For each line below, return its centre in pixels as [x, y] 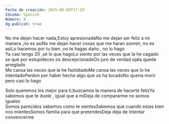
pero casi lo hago [23, 81]
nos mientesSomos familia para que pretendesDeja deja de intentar [75, 112]
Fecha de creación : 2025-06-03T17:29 [45, 10]
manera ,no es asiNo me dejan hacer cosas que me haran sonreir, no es [80, 44]
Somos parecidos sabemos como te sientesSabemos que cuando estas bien [85, 106]
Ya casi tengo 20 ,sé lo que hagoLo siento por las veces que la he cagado [82, 54]
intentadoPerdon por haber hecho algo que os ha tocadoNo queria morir [80, 75]
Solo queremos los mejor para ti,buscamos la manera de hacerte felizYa [80, 90]
